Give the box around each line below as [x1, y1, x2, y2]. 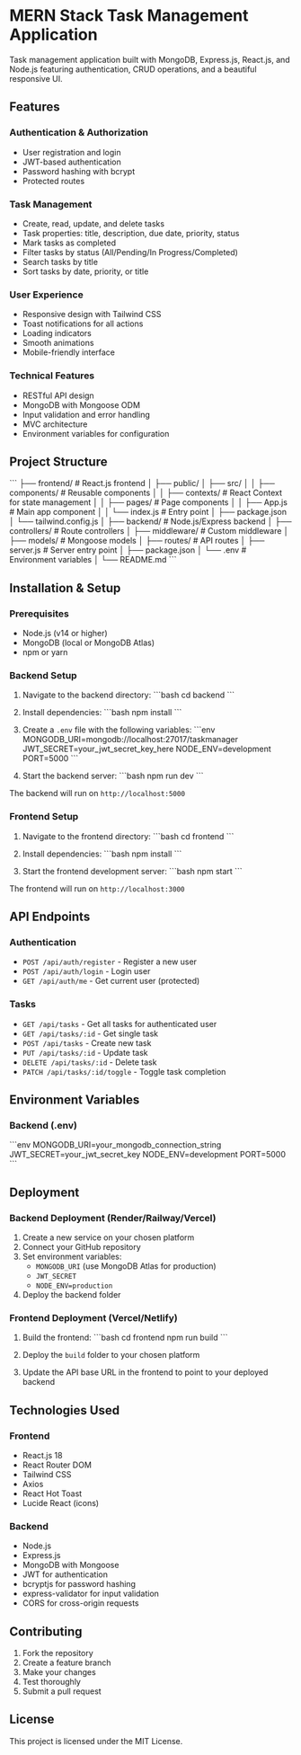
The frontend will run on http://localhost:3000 [9, 882, 185, 894]
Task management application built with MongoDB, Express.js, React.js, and [9, 54, 290, 65]
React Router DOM [22, 1459, 93, 1470]
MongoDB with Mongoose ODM [22, 399, 141, 410]
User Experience [9, 288, 84, 301]
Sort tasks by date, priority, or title [22, 266, 149, 277]
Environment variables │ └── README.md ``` [9, 554, 177, 565]
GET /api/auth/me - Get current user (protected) [22, 976, 200, 987]
